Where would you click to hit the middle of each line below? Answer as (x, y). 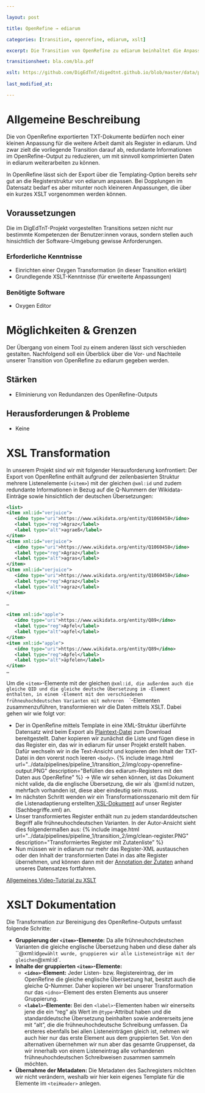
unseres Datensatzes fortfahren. (56, 868)
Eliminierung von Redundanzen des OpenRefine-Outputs (86, 394)
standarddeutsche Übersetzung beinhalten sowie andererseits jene (109, 1018)
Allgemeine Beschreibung (73, 119)
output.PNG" (31, 771)
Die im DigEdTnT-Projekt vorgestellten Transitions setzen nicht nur (90, 228)
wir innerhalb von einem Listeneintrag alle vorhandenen (94, 1051)
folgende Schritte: (29, 928)
